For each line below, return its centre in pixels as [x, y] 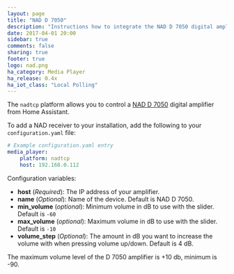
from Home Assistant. [38, 112]
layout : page [26, 14]
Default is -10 [37, 228]
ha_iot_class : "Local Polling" [53, 85]
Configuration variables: [42, 178]
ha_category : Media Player [46, 72]
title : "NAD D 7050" [37, 20]
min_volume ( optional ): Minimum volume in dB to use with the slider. [116, 207]
